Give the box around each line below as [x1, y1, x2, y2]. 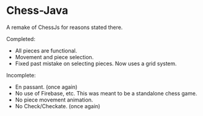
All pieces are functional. [15, 47, 78, 54]
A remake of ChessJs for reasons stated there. [6, 24, 123, 31]
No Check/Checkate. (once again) [15, 102, 101, 109]
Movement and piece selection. [15, 53, 94, 60]
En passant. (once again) [15, 83, 78, 91]
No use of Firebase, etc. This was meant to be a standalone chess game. [15, 89, 198, 97]
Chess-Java [6, 4, 68, 18]
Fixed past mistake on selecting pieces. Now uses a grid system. [15, 60, 177, 67]
